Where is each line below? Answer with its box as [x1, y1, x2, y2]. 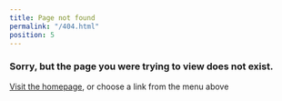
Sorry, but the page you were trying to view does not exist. [9, 60, 274, 73]
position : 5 [9, 30, 55, 39]
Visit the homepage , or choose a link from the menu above [9, 81, 229, 92]
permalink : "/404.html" [9, 22, 100, 31]
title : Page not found [9, 13, 96, 23]
